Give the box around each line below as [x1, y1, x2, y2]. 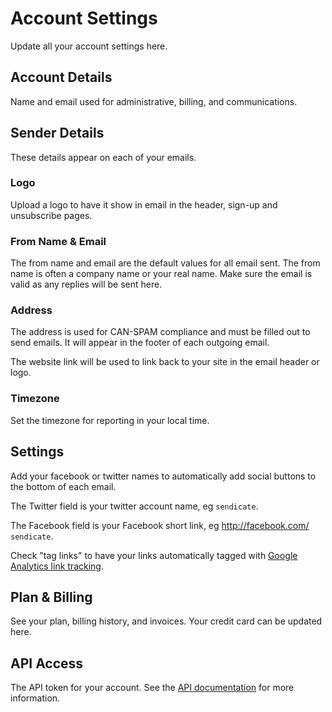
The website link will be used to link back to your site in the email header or [10, 356, 320, 368]
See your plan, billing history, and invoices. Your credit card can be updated [10, 615, 323, 627]
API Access [10, 655, 84, 672]
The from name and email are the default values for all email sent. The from [10, 257, 321, 269]
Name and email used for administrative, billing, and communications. [10, 95, 298, 107]
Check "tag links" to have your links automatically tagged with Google [10, 549, 298, 561]
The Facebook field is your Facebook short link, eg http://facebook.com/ [10, 519, 310, 531]
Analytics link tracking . [10, 560, 104, 572]
